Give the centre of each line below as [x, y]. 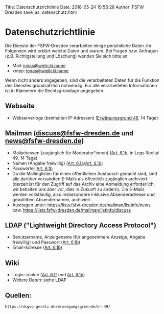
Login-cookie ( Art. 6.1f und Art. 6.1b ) [48, 275]
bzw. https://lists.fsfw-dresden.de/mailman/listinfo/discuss [71, 210]
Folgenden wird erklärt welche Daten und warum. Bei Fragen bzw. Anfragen [82, 50]
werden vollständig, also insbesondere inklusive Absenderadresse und [83, 194]
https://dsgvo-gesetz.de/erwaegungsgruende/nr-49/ [58, 307]
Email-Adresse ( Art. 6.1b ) [37, 247]
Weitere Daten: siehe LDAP [39, 280]
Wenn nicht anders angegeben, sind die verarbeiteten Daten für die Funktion [82, 80]
